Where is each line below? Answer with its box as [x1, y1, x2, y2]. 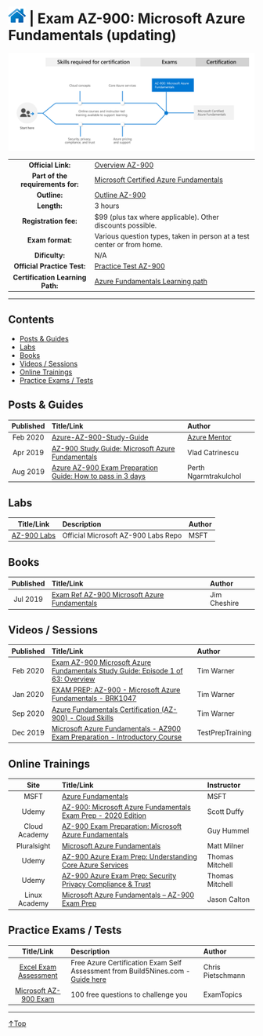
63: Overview [51, 674, 95, 684]
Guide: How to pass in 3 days [51, 471, 146, 480]
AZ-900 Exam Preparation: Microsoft [61, 822, 182, 831]
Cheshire [210, 599, 240, 608]
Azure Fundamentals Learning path [94, 277, 207, 286]
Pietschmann [203, 970, 246, 979]
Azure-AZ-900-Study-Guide [51, 432, 149, 442]
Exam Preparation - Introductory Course [51, 732, 182, 742]
